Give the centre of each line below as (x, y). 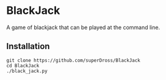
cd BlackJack (23, 65)
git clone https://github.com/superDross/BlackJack (73, 60)
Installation (28, 46)
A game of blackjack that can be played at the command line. (83, 27)
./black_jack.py (27, 71)
